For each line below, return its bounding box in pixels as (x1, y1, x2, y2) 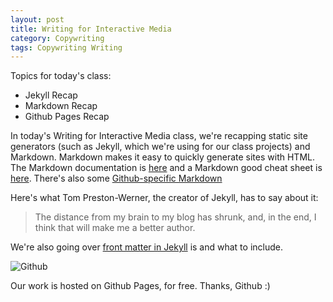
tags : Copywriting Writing (10, 42, 123, 53)
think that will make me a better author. (34, 222, 196, 234)
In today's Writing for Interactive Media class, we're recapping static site (10, 130, 308, 142)
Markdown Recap (24, 100, 98, 112)
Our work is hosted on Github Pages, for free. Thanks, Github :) (10, 280, 271, 292)
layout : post (10, 14, 65, 25)
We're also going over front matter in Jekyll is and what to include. (10, 241, 283, 253)
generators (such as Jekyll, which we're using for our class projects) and (10, 141, 311, 153)
